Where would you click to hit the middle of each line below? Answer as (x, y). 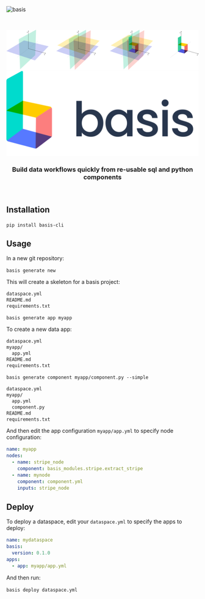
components (103, 177)
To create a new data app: (39, 329)
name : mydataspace (30, 540)
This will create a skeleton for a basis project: (63, 282)
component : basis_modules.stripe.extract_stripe (80, 469)
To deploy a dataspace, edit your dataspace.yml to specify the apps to (94, 521)
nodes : (15, 456)
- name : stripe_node (38, 462)
